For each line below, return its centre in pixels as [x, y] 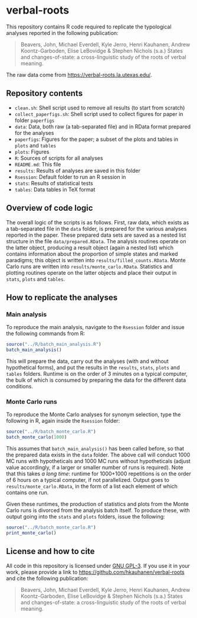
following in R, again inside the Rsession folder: [63, 421]
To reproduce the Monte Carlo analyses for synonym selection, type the [93, 414]
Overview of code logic [50, 208]
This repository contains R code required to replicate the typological [89, 27]
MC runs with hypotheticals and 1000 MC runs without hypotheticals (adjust [98, 461]
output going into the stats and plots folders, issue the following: [86, 517]
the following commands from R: [46, 334]
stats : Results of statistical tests [54, 183]
